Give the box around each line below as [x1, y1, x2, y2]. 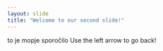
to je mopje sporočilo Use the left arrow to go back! [7, 36, 157, 44]
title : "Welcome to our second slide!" [7, 17, 125, 24]
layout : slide [7, 10, 49, 17]
